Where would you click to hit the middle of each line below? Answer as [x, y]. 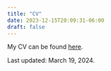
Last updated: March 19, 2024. [51, 60]
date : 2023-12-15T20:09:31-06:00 [56, 20]
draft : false [26, 27]
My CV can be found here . [45, 47]
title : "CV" [24, 14]
